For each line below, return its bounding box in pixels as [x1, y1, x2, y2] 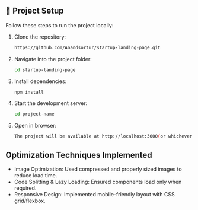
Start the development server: [14, 100, 88, 107]
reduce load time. [14, 172, 58, 179]
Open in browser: [14, 122, 57, 129]
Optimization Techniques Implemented [5, 149, 152, 160]
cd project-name [14, 111, 55, 117]
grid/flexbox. [14, 197, 46, 204]
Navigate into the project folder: [14, 55, 92, 62]
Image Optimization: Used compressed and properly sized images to [14, 166, 182, 173]
